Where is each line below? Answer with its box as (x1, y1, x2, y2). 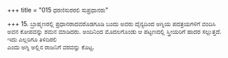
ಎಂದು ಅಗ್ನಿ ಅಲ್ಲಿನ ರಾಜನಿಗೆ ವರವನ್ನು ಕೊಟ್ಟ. (7, 43, 95, 51)
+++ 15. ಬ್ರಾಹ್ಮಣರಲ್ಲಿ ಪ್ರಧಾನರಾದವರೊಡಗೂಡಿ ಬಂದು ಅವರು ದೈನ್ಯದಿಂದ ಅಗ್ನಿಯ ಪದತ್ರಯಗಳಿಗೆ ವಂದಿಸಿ (7, 20, 216, 28)
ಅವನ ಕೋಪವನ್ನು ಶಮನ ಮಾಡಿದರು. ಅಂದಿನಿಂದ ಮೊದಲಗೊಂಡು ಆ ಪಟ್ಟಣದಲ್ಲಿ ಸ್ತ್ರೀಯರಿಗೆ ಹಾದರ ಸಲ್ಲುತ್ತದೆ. (7, 28, 222, 35)
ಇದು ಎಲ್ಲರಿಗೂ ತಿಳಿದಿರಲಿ (7, 35, 57, 43)
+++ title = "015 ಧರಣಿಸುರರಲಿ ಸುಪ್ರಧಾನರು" (7, 6, 108, 14)
